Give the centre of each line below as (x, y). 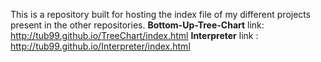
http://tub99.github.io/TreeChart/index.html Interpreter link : (134, 35)
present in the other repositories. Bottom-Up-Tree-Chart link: (137, 25)
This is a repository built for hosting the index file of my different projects (161, 14)
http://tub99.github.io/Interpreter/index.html (100, 46)
